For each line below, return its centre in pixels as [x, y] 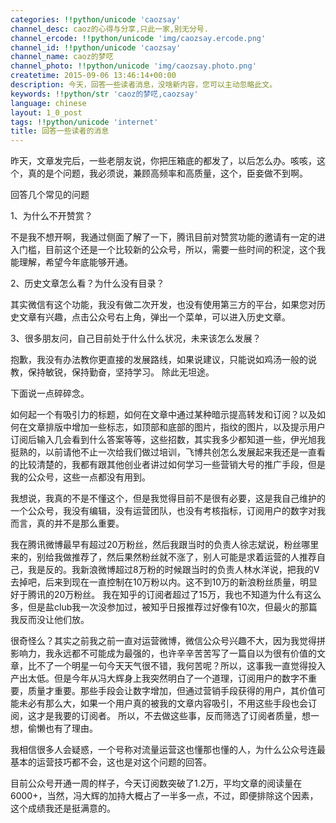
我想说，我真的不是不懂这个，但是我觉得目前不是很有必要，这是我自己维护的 [168, 498]
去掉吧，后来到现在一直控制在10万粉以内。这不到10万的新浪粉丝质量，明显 [164, 582]
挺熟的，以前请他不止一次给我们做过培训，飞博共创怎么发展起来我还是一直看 [168, 452]
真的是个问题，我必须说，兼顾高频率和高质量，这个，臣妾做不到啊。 [167, 173]
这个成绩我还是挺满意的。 [63, 808]
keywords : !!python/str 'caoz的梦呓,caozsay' [104, 94]
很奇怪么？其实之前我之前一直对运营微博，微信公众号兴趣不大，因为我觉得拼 [168, 641]
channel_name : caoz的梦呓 [62, 57]
